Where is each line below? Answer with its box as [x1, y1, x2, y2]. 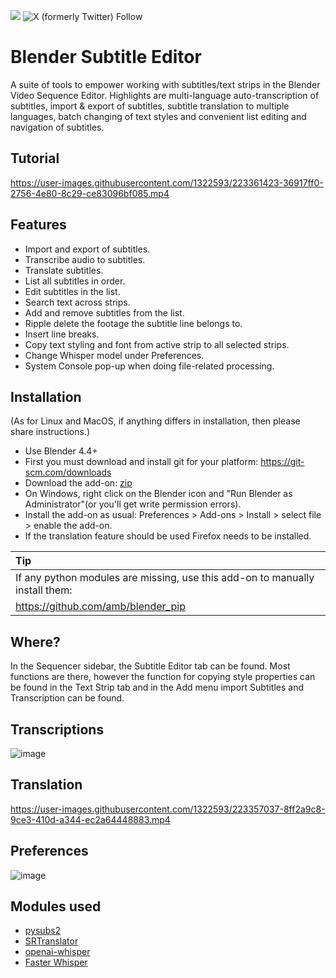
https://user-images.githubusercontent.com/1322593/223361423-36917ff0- [10, 176, 324, 189]
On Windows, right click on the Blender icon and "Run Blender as [24, 488, 293, 500]
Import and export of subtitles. [24, 243, 151, 255]
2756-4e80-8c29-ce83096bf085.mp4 [10, 187, 170, 199]
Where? [10, 633, 61, 650]
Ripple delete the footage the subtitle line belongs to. [24, 317, 243, 329]
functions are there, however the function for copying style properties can [10, 671, 316, 683]
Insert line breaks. [24, 328, 100, 340]
